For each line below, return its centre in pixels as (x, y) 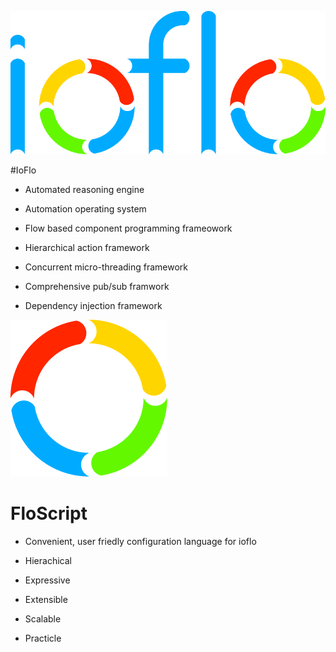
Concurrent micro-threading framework (106, 267)
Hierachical (48, 561)
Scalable (43, 619)
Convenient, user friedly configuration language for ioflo (140, 542)
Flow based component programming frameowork (128, 228)
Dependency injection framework (93, 306)
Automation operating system (85, 209)
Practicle (43, 638)
